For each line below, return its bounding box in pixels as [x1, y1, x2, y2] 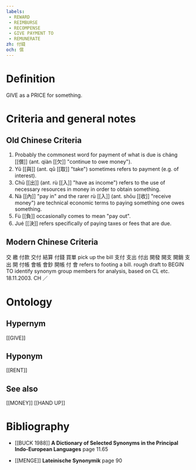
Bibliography [6, 420, 70, 434]
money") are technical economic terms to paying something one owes [14, 199, 185, 206]
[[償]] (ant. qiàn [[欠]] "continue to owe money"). [14, 158, 132, 165]
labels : [6, 8, 25, 15]
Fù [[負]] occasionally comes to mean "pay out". [14, 212, 131, 219]
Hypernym [6, 318, 46, 329]
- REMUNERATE [8, 36, 41, 42]
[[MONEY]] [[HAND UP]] [6, 399, 66, 407]
